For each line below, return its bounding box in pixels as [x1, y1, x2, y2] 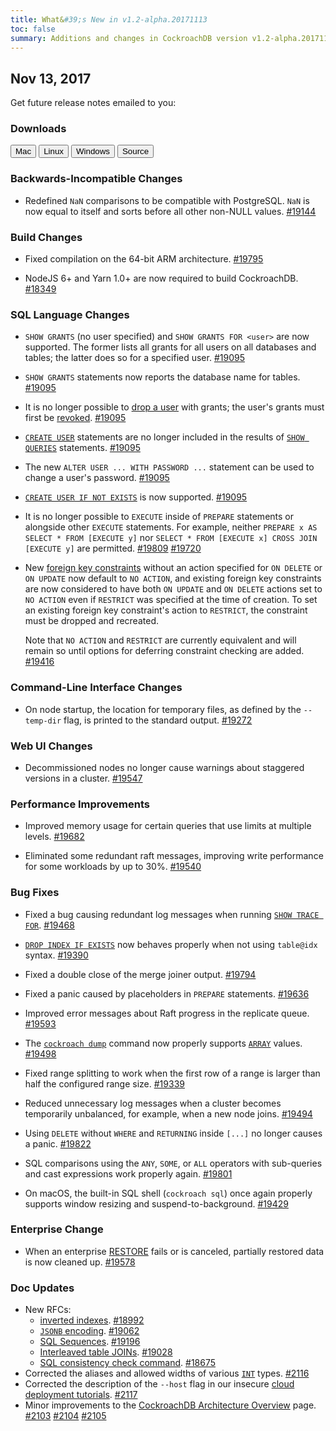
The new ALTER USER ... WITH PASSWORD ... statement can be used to [24, 461, 315, 473]
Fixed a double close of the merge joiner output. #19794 [24, 968, 257, 980]
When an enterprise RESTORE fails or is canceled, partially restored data [24, 1245, 325, 1257]
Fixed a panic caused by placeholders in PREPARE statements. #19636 [24, 987, 310, 1000]
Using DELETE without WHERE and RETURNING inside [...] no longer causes [24, 1127, 323, 1139]
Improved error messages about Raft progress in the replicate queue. [24, 1007, 310, 1019]
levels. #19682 [24, 831, 85, 843]
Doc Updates [10, 1281, 75, 1295]
